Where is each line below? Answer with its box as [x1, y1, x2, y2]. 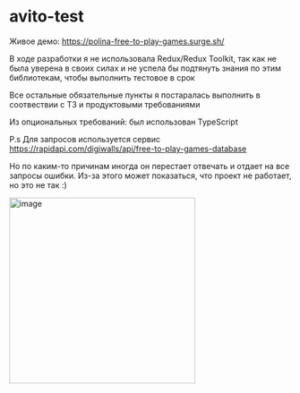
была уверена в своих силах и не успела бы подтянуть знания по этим [9, 63, 282, 73]
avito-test [9, 6, 84, 27]
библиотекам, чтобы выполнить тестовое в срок [9, 72, 195, 82]
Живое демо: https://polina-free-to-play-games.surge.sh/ [9, 36, 225, 47]
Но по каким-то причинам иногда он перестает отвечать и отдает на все [9, 160, 290, 171]
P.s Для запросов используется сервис [9, 133, 161, 144]
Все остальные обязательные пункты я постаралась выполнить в [9, 90, 261, 100]
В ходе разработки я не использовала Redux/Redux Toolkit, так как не [9, 53, 278, 64]
